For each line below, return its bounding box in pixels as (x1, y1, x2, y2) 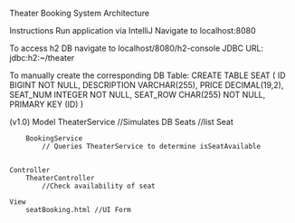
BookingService (25, 134, 83, 143)
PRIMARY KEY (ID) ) (9, 99, 84, 110)
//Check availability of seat (42, 181, 156, 190)
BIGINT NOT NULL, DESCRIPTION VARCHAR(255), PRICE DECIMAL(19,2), (9, 80, 284, 90)
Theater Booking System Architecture (9, 8, 150, 18)
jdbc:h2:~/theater (9, 53, 75, 63)
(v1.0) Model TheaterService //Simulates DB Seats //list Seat (9, 117, 233, 127)
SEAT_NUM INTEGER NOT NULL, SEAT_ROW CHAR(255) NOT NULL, (9, 90, 266, 100)
